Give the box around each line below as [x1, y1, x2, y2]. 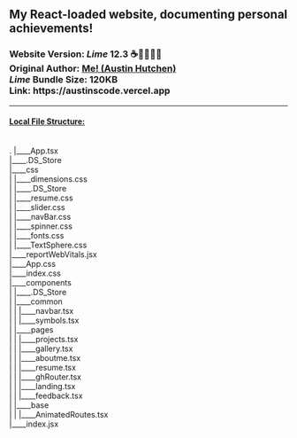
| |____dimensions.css [9, 173, 88, 184]
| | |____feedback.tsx [9, 390, 83, 401]
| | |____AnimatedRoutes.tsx [9, 409, 109, 419]
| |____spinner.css [9, 221, 73, 231]
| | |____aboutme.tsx [9, 352, 81, 363]
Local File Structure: [9, 116, 86, 127]
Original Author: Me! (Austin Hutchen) [9, 62, 177, 74]
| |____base [9, 399, 49, 411]
